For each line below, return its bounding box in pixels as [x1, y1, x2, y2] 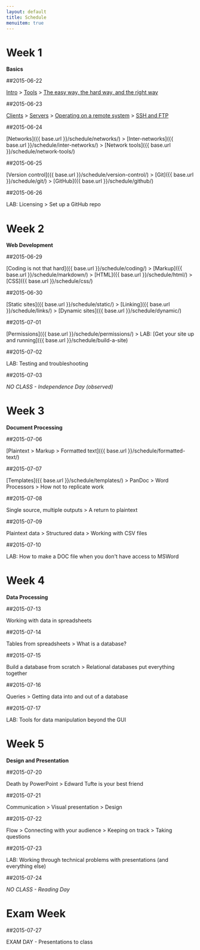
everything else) [6, 862, 47, 870]
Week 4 [6, 574, 45, 587]
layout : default [6, 8, 47, 15]
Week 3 [6, 404, 45, 418]
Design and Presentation [6, 757, 69, 764]
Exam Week [6, 907, 66, 921]
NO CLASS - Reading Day [6, 886, 70, 893]
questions [6, 833, 31, 840]
